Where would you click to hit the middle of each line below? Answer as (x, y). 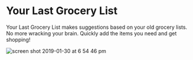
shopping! (18, 39)
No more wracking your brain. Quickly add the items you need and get (91, 33)
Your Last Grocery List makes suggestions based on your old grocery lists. (97, 27)
